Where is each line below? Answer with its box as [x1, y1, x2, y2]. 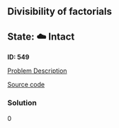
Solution [7, 98, 38, 108]
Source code [7, 81, 45, 89]
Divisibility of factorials [7, 6, 112, 18]
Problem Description [7, 66, 67, 75]
